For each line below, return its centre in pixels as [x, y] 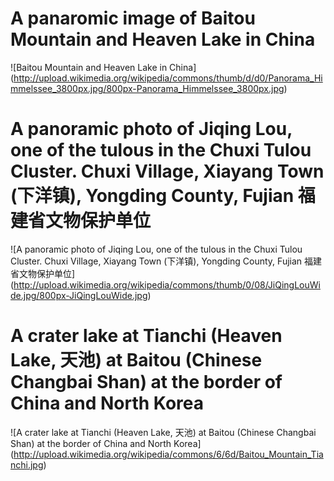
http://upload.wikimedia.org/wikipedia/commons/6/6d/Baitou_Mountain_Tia [168, 454]
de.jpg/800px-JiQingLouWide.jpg [79, 295]
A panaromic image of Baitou [133, 18]
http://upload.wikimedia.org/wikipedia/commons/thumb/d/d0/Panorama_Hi [168, 78]
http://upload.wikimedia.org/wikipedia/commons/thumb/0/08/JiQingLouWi [167, 284]
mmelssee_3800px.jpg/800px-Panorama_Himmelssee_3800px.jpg [147, 88]
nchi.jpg [27, 464]
